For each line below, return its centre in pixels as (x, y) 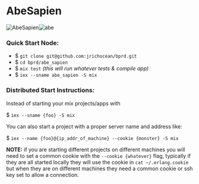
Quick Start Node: (33, 43)
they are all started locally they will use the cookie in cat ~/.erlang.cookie (97, 162)
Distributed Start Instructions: (50, 91)
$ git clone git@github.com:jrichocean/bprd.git (76, 56)
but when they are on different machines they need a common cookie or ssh (99, 169)
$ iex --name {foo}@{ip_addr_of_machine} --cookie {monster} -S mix (92, 138)
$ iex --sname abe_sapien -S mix (56, 75)
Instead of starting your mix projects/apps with (63, 103)
